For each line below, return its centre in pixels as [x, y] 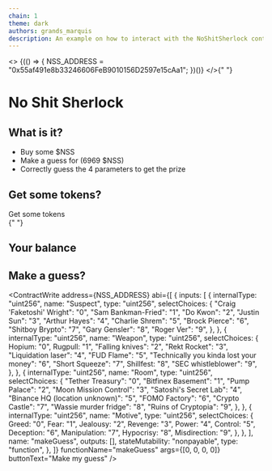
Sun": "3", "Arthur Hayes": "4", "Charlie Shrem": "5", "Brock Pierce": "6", [129, 321]
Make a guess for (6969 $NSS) [72, 161]
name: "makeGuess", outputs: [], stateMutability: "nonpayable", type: [123, 441]
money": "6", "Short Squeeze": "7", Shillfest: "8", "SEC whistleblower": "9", [133, 364]
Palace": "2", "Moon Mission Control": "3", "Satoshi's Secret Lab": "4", [125, 390]
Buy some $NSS [47, 152]
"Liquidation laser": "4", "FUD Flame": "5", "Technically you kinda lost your [132, 355]
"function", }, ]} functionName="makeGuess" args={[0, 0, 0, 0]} [115, 450]
